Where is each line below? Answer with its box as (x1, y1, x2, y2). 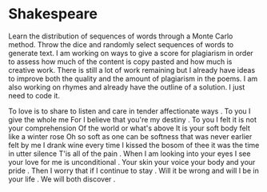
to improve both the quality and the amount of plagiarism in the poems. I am (8, 74, 258, 83)
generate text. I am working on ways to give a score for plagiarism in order (8, 48, 253, 58)
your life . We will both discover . (8, 174, 116, 184)
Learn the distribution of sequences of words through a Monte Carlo (8, 31, 233, 41)
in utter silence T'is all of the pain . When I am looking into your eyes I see (8, 149, 251, 158)
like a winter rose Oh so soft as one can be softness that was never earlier (8, 131, 253, 141)
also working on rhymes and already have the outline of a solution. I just (8, 82, 245, 92)
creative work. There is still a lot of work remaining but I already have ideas (8, 65, 256, 74)
